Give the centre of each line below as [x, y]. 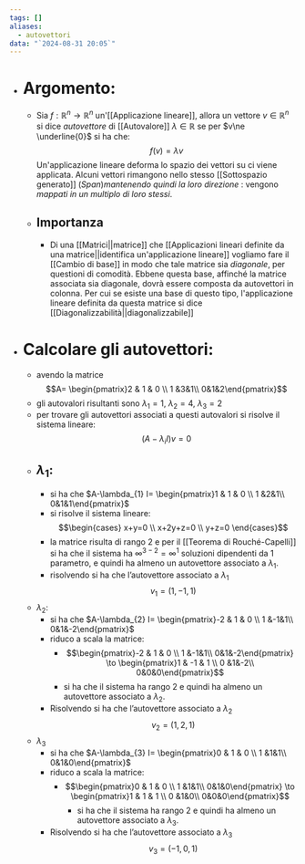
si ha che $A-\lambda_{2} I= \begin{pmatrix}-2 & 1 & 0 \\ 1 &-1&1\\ [172, 619]
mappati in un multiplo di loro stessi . [104, 193]
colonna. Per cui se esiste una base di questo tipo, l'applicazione [171, 293]
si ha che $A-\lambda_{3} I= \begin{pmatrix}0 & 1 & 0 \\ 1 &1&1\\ [168, 753]
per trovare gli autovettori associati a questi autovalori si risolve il [158, 415]
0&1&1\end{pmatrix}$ [90, 504]
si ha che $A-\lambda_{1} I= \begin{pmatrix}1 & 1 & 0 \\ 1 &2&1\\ [167, 494]
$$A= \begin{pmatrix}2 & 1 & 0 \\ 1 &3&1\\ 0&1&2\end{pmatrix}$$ [166, 389]
